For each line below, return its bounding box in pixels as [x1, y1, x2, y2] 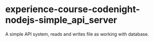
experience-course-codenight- [5, 4, 140, 15]
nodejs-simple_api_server [5, 14, 118, 26]
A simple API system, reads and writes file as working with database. [5, 31, 149, 37]
